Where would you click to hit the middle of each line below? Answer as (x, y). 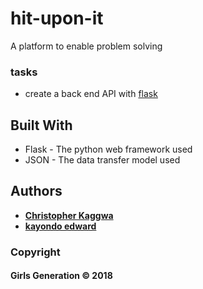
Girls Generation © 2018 (61, 276)
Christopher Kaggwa (69, 215)
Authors (36, 191)
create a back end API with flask (91, 94)
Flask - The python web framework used (108, 149)
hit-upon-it (57, 18)
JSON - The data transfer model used (102, 160)
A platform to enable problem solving (86, 46)
